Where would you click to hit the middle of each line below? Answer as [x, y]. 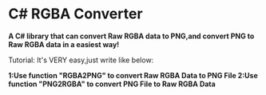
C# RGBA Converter [75, 14]
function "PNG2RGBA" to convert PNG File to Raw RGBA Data [112, 84]
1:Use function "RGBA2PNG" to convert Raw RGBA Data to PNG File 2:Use [133, 75]
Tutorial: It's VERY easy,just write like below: [81, 60]
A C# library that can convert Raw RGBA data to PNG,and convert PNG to [131, 36]
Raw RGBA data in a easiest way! [64, 44]
